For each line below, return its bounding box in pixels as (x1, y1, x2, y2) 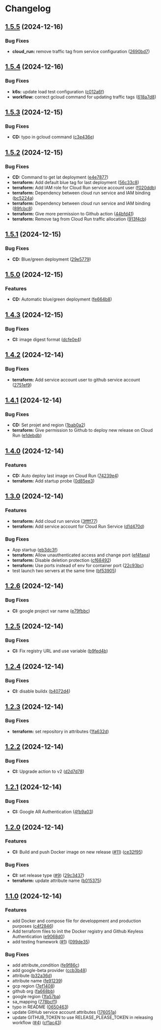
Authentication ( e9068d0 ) (12, 933, 65, 939)
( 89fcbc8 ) (12, 205, 33, 212)
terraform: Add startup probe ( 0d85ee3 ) (12, 478, 95, 484)
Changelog (5, 3, 51, 14)
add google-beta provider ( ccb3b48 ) (12, 968, 87, 973)
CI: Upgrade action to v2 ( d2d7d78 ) (12, 768, 84, 775)
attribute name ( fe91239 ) (12, 978, 63, 984)
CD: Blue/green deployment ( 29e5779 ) (12, 256, 91, 262)
